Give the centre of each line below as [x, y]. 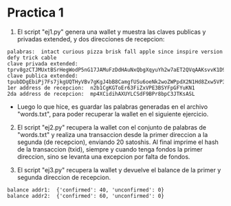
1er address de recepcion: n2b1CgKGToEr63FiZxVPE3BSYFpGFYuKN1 [101, 87]
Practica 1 [35, 13]
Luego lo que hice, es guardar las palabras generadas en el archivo [112, 106]
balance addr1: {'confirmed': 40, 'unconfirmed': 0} [86, 190]
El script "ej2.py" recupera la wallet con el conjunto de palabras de [111, 127]
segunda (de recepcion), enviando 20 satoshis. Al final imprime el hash [118, 142]
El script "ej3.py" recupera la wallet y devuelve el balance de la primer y [119, 169]
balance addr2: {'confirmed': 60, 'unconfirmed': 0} [86, 196]
